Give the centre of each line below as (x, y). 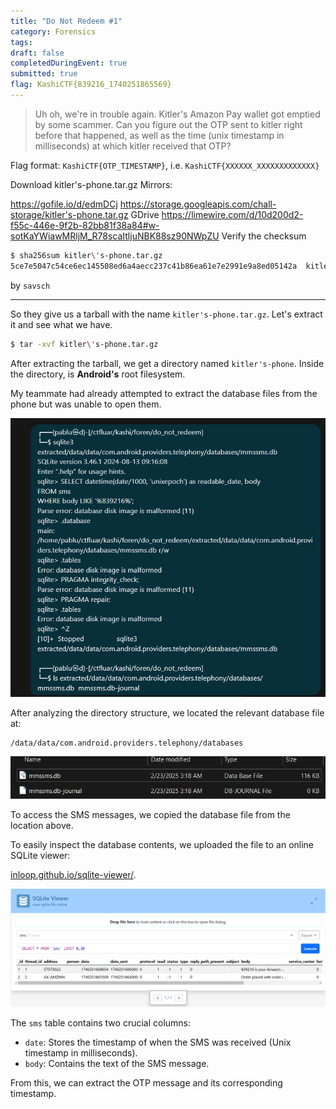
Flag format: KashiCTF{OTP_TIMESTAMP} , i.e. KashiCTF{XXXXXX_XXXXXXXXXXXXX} (165, 165)
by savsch (30, 285)
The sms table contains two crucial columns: (101, 1023)
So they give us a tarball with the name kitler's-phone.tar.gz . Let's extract (166, 314)
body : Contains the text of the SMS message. (117, 1064)
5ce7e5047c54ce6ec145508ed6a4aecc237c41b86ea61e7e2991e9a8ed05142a (154, 266)
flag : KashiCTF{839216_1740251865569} (91, 85)
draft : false (37, 53)
